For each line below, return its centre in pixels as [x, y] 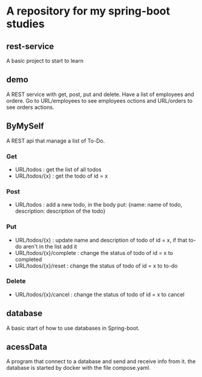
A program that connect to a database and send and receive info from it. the [101, 361]
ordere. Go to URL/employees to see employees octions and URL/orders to [99, 100]
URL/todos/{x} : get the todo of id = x [61, 176]
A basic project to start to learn [45, 61]
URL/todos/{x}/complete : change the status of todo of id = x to [94, 253]
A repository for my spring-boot [88, 11]
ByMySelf [25, 126]
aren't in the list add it [50, 246]
